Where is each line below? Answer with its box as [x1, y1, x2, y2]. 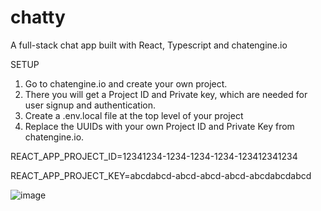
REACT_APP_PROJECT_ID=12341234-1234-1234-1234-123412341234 [10, 150, 298, 162]
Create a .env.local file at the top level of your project [24, 109, 244, 121]
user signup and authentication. [24, 99, 156, 111]
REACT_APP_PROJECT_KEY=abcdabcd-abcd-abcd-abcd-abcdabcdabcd [10, 169, 312, 181]
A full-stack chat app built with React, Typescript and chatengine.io [10, 39, 288, 51]
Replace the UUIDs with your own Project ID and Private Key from [24, 120, 295, 132]
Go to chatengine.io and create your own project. [24, 77, 228, 90]
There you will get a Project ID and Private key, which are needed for [24, 88, 308, 100]
